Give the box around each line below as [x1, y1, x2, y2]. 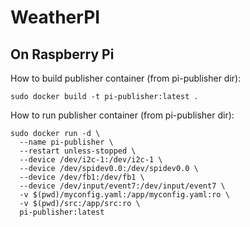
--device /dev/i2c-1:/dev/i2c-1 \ [19, 155, 163, 165]
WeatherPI [10, 6, 101, 29]
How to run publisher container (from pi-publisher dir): [10, 109, 235, 121]
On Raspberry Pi [10, 46, 115, 63]
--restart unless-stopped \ [19, 146, 137, 156]
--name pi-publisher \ [19, 137, 114, 147]
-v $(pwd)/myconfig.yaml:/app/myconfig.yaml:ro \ [19, 190, 230, 200]
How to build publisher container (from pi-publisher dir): [10, 72, 242, 84]
